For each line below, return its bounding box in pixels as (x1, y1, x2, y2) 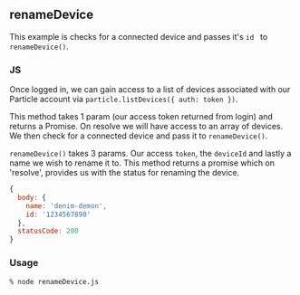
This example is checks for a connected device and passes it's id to (9, 31, 268, 42)
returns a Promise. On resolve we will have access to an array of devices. (9, 121, 284, 132)
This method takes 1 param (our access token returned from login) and (9, 111, 274, 122)
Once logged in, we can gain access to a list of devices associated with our (9, 84, 291, 95)
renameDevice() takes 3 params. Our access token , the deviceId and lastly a (9, 148, 292, 159)
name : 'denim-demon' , (25, 201, 107, 211)
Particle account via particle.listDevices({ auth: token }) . (9, 94, 238, 105)
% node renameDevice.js (9, 277, 100, 286)
